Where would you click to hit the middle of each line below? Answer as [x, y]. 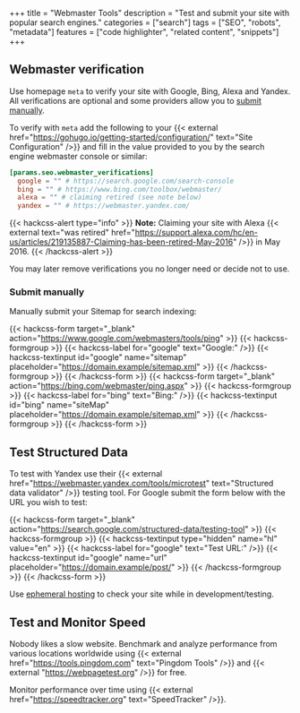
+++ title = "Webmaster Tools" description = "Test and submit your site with [149, 13]
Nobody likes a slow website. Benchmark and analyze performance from [143, 644]
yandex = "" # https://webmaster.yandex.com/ [104, 206]
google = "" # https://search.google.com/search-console [126, 181]
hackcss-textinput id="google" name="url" [88, 558]
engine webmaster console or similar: [78, 156]
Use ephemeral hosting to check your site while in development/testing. [142, 594]
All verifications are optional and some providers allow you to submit [136, 100]
